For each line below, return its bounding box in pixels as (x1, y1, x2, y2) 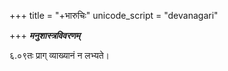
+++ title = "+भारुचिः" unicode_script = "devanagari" (9, 10, 219, 21)
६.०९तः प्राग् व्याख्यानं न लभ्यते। (9, 50, 110, 61)
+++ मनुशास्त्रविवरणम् (9, 30, 81, 41)
